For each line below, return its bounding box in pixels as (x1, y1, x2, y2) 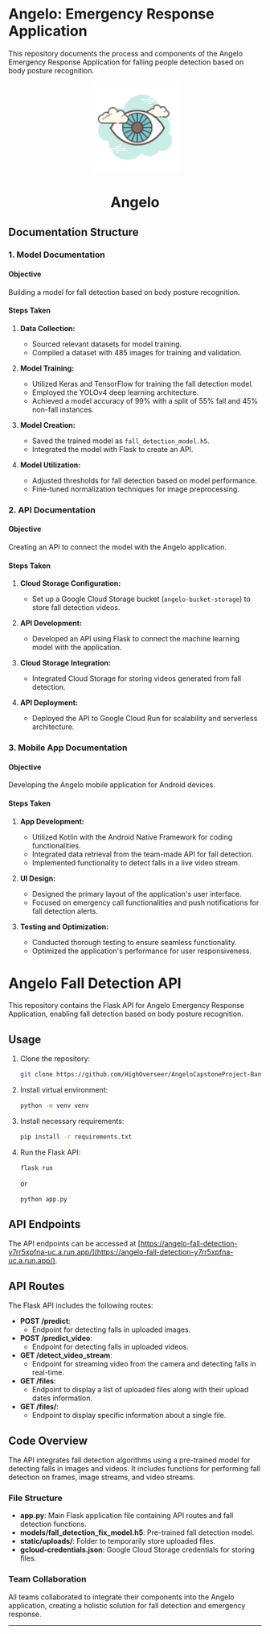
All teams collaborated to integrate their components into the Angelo (8, 1592, 235, 1602)
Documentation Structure (8, 225, 139, 238)
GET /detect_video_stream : (19, 1350, 112, 1360)
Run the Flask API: (19, 1147, 81, 1157)
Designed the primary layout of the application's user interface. (31, 889, 242, 898)
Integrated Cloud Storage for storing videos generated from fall (31, 674, 242, 683)
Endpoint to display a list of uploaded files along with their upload (31, 1385, 249, 1395)
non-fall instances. (31, 404, 94, 414)
